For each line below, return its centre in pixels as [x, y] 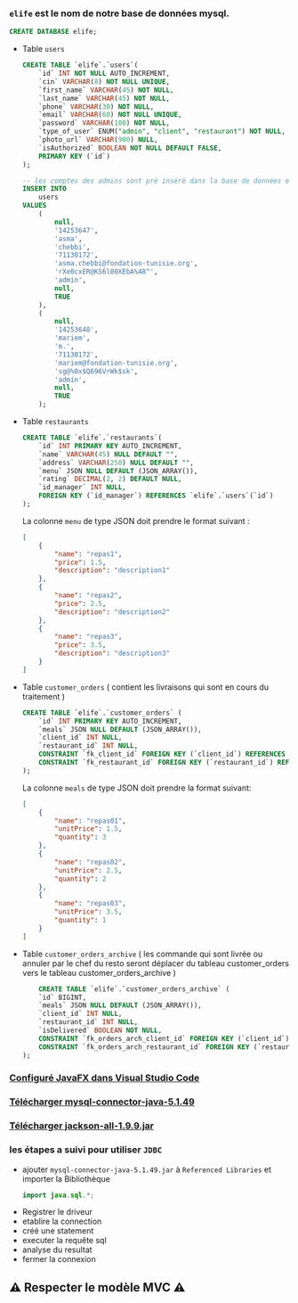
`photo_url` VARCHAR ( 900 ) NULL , [98, 140]
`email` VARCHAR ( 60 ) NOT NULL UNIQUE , [110, 115]
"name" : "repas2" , [89, 595]
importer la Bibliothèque [66, 1178]
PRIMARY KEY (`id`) [75, 156]
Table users [43, 49]
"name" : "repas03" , [90, 904]
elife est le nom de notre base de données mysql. [119, 13]
